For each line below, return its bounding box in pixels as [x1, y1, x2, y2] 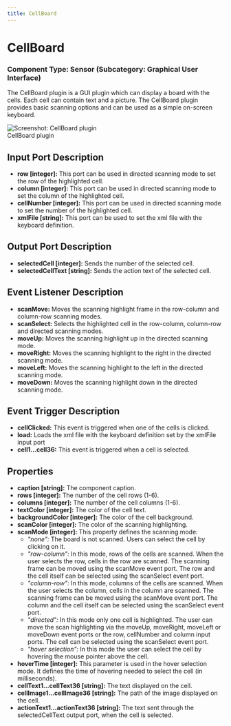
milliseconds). [16, 674, 57, 683]
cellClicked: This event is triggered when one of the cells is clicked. [16, 423, 210, 432]
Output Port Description [7, 241, 112, 252]
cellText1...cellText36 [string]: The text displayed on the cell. [16, 682, 192, 690]
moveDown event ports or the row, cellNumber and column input [27, 630, 211, 638]
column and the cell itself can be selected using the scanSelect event [27, 601, 224, 609]
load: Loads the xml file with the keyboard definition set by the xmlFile [16, 431, 217, 439]
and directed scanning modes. [16, 327, 104, 335]
